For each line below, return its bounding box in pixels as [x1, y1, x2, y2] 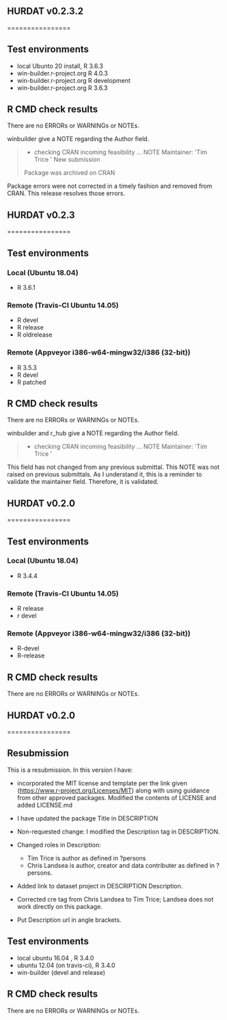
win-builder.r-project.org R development [16, 76, 131, 84]
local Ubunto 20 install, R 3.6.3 [16, 62, 104, 70]
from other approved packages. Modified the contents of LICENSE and [16, 793, 217, 801]
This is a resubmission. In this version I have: [7, 766, 133, 774]
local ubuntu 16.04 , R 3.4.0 [16, 954, 94, 962]
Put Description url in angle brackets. [16, 915, 122, 924]
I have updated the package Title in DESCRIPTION [16, 814, 159, 822]
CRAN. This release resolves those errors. [7, 189, 125, 197]
